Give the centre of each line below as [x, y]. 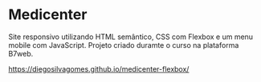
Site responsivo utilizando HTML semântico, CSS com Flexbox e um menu [131, 37]
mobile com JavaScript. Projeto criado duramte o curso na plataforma [124, 45]
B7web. [21, 53]
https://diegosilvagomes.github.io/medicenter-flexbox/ [99, 68]
